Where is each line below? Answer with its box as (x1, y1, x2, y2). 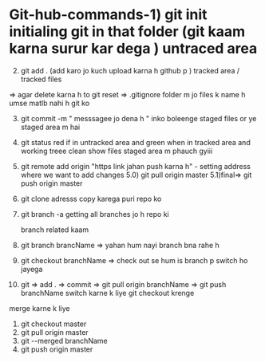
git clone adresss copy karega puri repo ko (20, 194, 162, 203)
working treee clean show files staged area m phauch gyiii (20, 146, 213, 155)
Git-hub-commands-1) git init (9, 6, 208, 24)
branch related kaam (20, 225, 89, 234)
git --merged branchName (20, 336, 108, 345)
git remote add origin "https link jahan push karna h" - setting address (20, 161, 251, 171)
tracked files (20, 74, 62, 84)
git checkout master (20, 319, 87, 329)
